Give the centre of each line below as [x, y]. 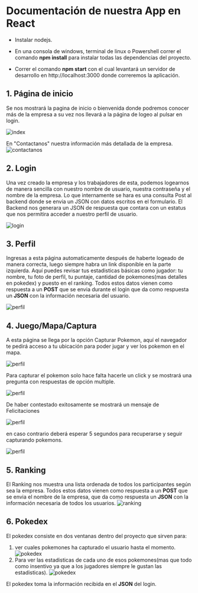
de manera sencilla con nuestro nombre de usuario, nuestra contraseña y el [98, 189]
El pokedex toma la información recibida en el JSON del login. [81, 584]
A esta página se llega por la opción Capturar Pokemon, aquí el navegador [97, 340]
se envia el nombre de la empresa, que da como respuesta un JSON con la [98, 497]
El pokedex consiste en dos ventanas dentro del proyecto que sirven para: [97, 536]
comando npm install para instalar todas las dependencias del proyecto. [103, 57]
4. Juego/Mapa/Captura [51, 326]
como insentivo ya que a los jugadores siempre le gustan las [88, 566]
